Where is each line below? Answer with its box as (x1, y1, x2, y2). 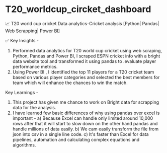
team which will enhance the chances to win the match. (12, 80, 128, 86)
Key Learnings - (5, 89, 39, 95)
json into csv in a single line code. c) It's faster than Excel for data (12, 131, 149, 137)
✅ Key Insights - (5, 37, 39, 43)
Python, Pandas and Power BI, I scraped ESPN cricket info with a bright (12, 53, 160, 59)
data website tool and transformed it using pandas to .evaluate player (12, 58, 156, 64)
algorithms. (12, 142, 36, 148)
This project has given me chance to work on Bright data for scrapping (12, 99, 159, 105)
